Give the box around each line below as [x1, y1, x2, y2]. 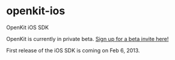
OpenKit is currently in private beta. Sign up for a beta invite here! [6, 35, 169, 42]
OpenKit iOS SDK [6, 24, 49, 31]
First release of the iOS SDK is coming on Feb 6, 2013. [6, 46, 140, 54]
